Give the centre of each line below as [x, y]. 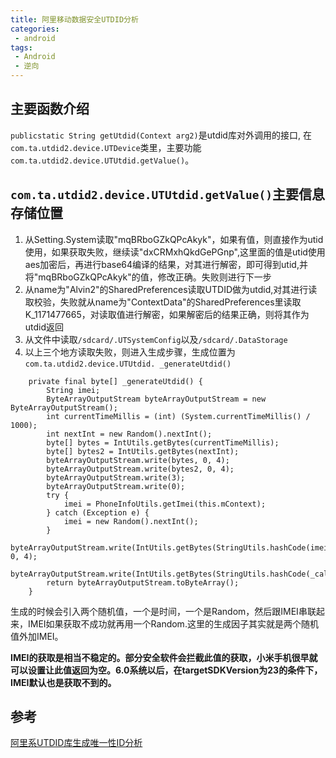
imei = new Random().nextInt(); [131, 521]
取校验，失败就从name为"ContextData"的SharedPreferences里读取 [163, 302]
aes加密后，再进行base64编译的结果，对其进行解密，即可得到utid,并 [166, 264]
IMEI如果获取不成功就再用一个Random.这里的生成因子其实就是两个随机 [173, 623]
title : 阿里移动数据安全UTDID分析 [74, 19]
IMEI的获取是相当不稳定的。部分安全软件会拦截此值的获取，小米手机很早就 [164, 657]
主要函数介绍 [50, 109]
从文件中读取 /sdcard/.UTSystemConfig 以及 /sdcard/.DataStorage [156, 339]
